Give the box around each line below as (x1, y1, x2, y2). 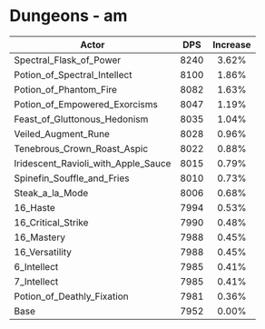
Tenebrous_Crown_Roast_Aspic (14, 142, 149, 155)
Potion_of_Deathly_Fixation (14, 290, 129, 303)
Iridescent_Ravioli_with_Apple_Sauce (14, 156, 172, 169)
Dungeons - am (9, 5, 128, 26)
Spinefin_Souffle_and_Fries (14, 172, 130, 184)
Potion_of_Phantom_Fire (14, 83, 118, 95)
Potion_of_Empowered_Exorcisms (14, 97, 159, 110)
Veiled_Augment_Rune (14, 127, 111, 140)
